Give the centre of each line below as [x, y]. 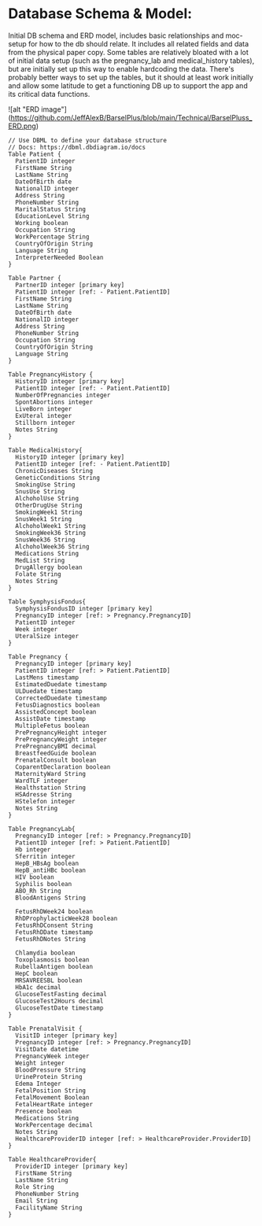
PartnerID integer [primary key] [70, 285]
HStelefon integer [46, 801]
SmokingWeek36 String [51, 533]
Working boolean [42, 223]
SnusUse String [40, 491]
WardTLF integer [42, 781]
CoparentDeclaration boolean [63, 767]
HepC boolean [37, 973]
